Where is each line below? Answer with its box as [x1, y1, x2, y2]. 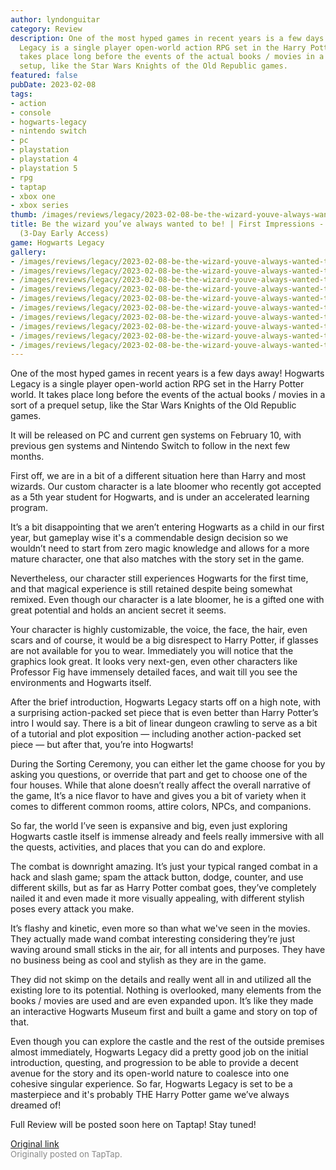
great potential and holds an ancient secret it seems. [10, 604, 227, 616]
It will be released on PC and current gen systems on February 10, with [10, 429, 302, 441]
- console [10, 107, 52, 118]
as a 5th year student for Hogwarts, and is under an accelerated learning [10, 491, 310, 503]
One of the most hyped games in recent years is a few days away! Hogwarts [10, 367, 325, 380]
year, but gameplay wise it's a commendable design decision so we [10, 532, 289, 544]
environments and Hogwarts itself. [10, 677, 152, 689]
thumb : [10, 210, 38, 220]
